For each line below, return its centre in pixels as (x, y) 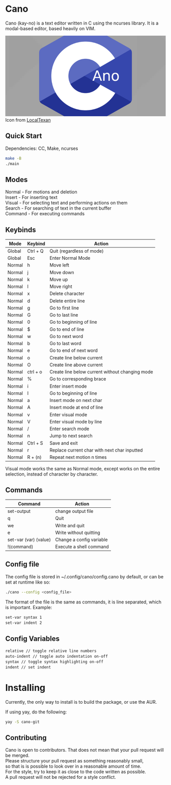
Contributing (26, 738)
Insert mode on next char (76, 400)
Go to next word (66, 336)
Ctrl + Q (35, 251)
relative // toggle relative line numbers (51, 651)
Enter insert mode (68, 386)
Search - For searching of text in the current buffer (59, 208)
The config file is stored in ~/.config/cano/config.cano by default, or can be (84, 576)
